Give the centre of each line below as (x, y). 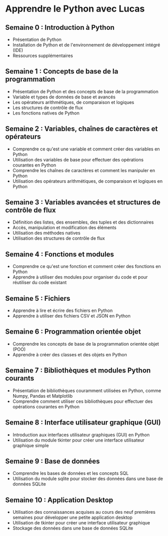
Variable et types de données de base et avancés (64, 97)
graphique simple (31, 445)
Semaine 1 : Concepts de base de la (62, 71)
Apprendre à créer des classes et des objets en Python (70, 354)
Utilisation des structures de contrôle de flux (59, 238)
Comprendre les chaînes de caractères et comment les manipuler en (84, 170)
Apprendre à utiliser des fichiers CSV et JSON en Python (71, 316)
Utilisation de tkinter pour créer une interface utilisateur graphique (81, 523)
